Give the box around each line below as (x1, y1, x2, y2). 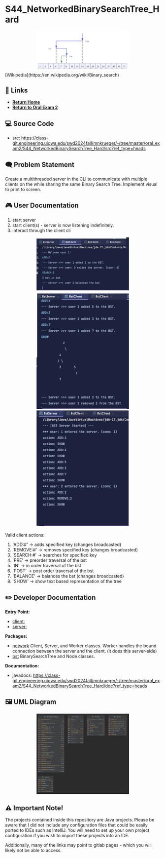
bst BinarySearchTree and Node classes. (12, 653, 95, 660)
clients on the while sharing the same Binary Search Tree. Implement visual (5, 181, 158, 187)
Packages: (5, 633, 28, 639)
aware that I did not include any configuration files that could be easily (5, 822, 148, 828)
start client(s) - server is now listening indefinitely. (12, 222, 114, 228)
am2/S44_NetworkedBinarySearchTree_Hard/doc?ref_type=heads (12, 683, 147, 689)
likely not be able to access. (5, 848, 62, 854)
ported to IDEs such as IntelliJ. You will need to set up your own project (5, 827, 150, 833)
